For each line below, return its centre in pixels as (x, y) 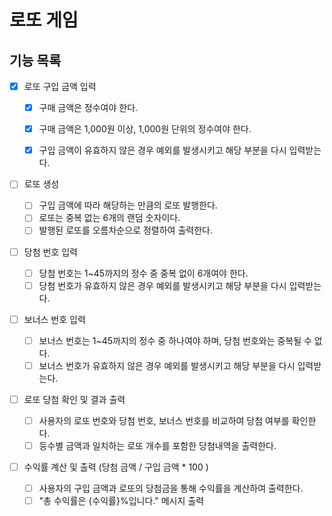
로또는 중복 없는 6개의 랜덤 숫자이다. (109, 218)
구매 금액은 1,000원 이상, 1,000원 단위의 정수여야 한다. (145, 129)
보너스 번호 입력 (54, 319)
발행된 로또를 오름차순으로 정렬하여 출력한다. (125, 230)
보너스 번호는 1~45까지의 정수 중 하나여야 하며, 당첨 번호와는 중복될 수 (175, 340)
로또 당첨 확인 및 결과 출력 (74, 399)
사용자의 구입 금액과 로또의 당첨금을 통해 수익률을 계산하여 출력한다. (171, 488)
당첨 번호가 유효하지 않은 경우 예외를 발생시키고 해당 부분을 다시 (162, 285)
